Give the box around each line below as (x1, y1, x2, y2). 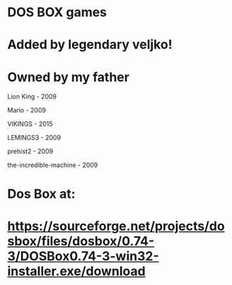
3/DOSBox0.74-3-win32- (7, 248, 159, 264)
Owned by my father (7, 69, 129, 85)
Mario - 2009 (7, 106, 46, 115)
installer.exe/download (7, 263, 146, 279)
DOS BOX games (7, 4, 108, 21)
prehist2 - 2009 (7, 147, 54, 156)
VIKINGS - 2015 (7, 120, 53, 128)
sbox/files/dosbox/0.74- (7, 233, 155, 249)
